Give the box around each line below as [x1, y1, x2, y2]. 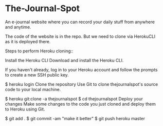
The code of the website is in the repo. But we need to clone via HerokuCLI [5, 33, 156, 39]
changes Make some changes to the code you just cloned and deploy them [5, 101, 156, 107]
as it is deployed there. [5, 38, 51, 44]
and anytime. [5, 24, 32, 30]
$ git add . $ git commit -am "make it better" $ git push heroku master [5, 115, 145, 121]
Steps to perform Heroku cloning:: [5, 48, 73, 54]
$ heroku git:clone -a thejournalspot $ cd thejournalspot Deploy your [5, 95, 143, 102]
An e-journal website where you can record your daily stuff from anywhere [5, 19, 155, 25]
